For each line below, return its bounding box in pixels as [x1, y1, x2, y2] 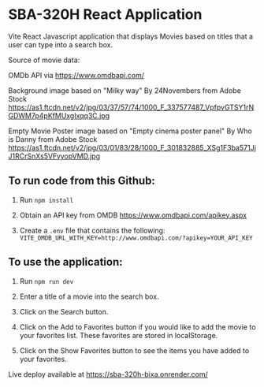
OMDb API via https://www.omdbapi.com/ [8, 70, 144, 80]
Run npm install [19, 195, 74, 204]
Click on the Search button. [19, 307, 109, 316]
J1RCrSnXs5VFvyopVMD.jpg [8, 151, 101, 161]
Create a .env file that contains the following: [19, 225, 165, 235]
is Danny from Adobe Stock [8, 134, 98, 143]
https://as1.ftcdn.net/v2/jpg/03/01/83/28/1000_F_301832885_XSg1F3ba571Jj [8, 143, 256, 152]
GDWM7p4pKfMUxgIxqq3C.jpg [8, 110, 110, 120]
